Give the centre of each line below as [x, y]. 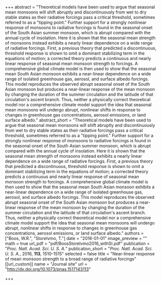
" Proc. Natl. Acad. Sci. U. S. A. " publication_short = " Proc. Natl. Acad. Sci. [79, 248]
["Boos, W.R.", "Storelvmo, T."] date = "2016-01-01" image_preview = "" [76, 238]
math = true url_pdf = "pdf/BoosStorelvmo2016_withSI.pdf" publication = [77, 243]
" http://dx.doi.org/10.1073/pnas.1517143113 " [48, 269]
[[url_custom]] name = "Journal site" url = [46, 264]
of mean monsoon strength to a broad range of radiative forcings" [71, 259]
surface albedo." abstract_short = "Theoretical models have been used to [78, 120]
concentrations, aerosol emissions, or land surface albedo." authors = [74, 233]
